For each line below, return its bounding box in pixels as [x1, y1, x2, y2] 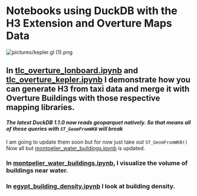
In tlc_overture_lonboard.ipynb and [6, 66, 139, 76]
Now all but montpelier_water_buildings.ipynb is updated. [6, 144, 146, 151]
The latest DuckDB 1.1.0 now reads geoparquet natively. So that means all [6, 119, 191, 126]
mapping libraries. [6, 102, 75, 112]
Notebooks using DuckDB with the [6, 4, 178, 18]
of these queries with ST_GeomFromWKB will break [6, 125, 123, 132]
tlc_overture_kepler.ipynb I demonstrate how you [6, 75, 191, 85]
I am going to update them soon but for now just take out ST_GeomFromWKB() [6, 138, 188, 145]
